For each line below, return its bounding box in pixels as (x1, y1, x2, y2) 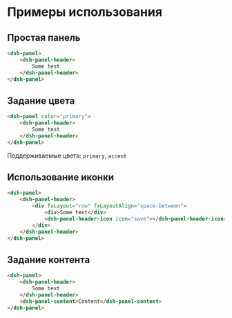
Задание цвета (7, 95, 75, 106)
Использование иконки (7, 171, 114, 183)
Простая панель (7, 32, 81, 44)
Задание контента (7, 254, 90, 265)
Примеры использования (7, 4, 163, 20)
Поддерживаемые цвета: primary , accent (7, 151, 127, 160)
